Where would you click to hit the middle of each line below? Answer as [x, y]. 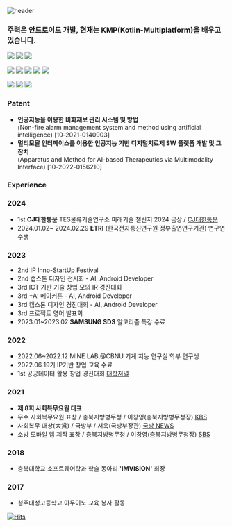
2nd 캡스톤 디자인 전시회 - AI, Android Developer [85, 278]
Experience [27, 185]
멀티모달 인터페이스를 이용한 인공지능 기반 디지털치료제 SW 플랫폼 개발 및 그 [119, 143]
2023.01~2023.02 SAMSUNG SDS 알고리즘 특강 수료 [91, 322]
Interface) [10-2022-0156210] [60, 167]
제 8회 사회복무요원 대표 [49, 408]
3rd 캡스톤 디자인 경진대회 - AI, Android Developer [87, 305]
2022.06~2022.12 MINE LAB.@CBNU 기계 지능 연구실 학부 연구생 [108, 356]
